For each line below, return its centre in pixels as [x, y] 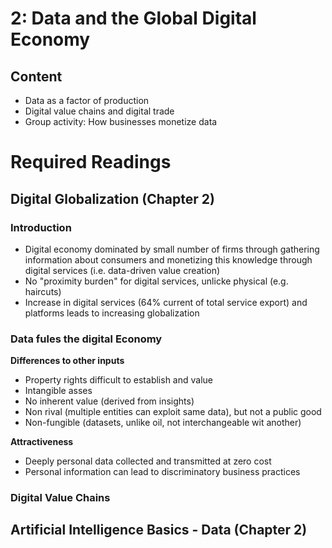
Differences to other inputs [67, 361]
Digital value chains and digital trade [99, 111]
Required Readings [91, 162]
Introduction [41, 227]
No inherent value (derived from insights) [109, 401]
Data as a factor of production [87, 100]
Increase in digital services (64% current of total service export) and [166, 302]
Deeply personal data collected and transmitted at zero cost [148, 461]
